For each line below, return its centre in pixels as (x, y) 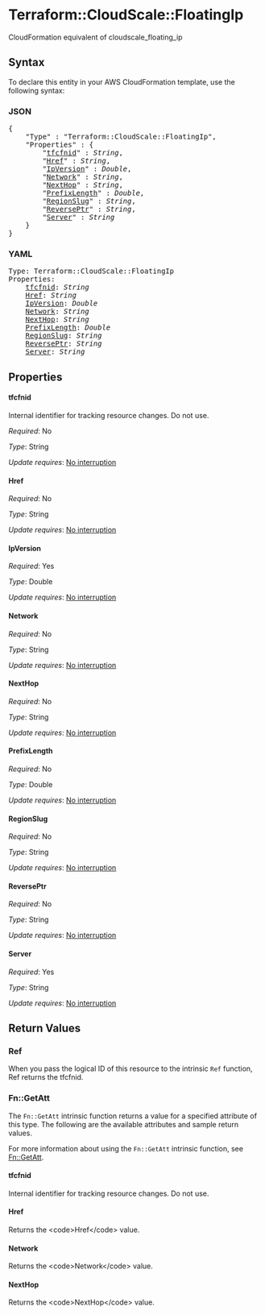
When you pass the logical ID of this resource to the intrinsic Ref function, (130, 1068)
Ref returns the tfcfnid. (46, 1077)
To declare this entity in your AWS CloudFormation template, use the (122, 81)
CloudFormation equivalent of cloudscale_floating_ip (95, 37)
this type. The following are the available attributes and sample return (124, 1124)
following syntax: (37, 90)
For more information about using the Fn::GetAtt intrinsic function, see (126, 1148)
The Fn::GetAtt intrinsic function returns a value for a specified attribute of (133, 1116)
